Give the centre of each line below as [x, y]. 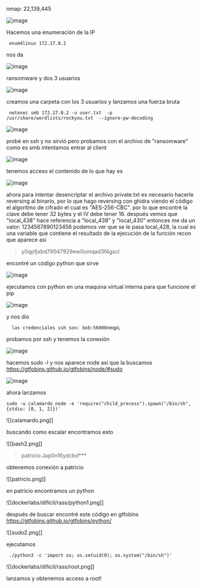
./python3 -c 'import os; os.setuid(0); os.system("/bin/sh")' [90, 555]
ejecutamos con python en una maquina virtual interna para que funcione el [101, 287]
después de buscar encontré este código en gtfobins [72, 514]
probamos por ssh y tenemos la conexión [58, 339]
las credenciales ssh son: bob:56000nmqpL [66, 328]
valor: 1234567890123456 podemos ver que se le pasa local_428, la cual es [101, 227]
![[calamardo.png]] [30, 420]
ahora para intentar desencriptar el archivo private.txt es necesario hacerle [100, 194]
